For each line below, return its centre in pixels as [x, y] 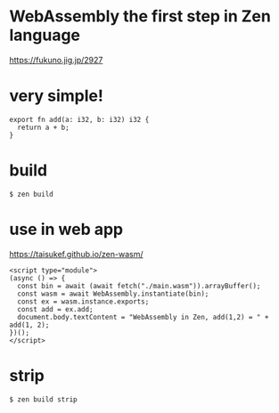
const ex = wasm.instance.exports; [83, 301]
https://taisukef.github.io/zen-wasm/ [77, 254]
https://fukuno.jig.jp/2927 [56, 60]
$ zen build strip [43, 399]
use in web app [66, 230]
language [45, 35]
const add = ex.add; [55, 309]
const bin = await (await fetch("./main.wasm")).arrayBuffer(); [139, 286]
